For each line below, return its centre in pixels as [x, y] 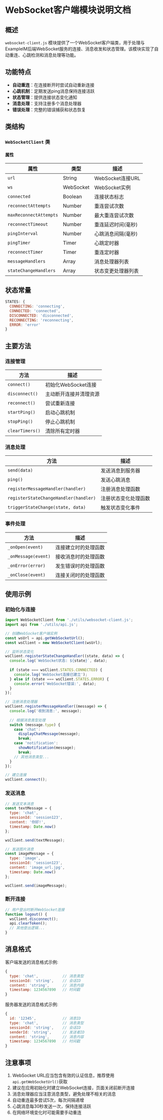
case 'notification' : [36, 743]
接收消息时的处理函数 [80, 557]
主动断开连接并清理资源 [72, 394]
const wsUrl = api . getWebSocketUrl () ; [45, 638]
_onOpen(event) [25, 547]
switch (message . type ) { [35, 725]
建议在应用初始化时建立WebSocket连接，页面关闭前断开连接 [74, 1087]
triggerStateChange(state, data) [47, 507]
